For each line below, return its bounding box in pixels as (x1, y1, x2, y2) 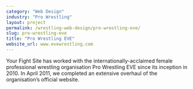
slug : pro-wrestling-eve (6, 30, 67, 36)
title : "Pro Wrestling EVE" (6, 36, 75, 42)
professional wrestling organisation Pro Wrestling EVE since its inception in (6, 63, 188, 70)
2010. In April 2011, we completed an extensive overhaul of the (6, 70, 158, 77)
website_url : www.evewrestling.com (6, 42, 94, 47)
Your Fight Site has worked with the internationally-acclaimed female (6, 57, 173, 64)
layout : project (6, 19, 46, 25)
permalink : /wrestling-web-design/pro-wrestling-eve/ (6, 25, 141, 31)
